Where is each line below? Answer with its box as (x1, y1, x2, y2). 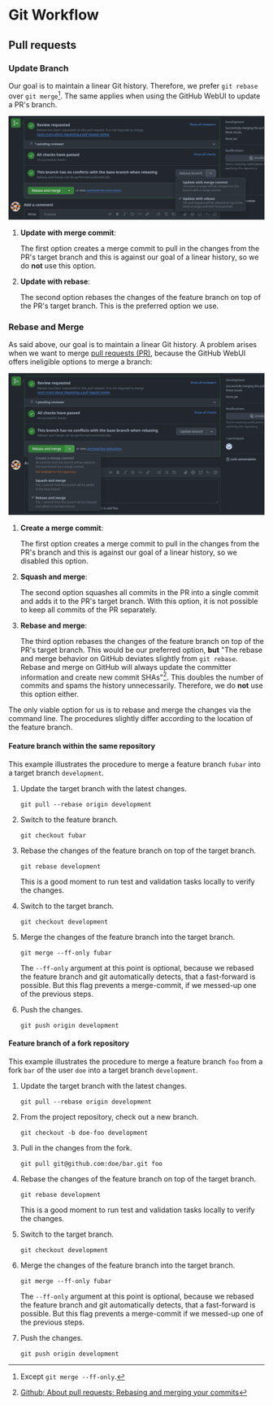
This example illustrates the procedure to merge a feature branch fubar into (8, 759, 262, 769)
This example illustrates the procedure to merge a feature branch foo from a (8, 1056, 263, 1066)
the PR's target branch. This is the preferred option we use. (19, 301, 219, 311)
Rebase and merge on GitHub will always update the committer (19, 662, 232, 672)
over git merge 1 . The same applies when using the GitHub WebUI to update (8, 89, 261, 101)
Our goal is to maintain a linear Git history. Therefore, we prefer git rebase (8, 80, 258, 90)
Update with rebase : (19, 276, 91, 286)
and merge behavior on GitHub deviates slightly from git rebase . (19, 653, 238, 663)
